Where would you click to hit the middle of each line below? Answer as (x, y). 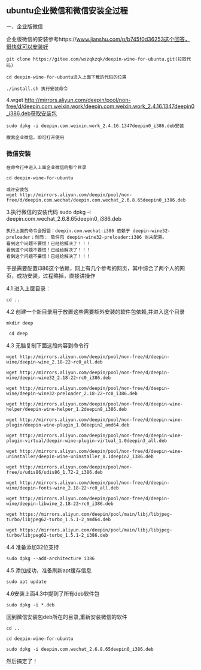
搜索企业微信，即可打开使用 (35, 137)
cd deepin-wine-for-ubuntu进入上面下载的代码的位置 (66, 77)
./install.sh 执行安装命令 (37, 89)
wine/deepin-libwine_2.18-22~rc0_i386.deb (60, 504)
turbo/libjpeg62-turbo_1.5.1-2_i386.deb (57, 536)
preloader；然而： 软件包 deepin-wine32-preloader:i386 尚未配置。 (87, 238)
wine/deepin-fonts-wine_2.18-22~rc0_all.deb (63, 488)
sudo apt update (26, 582)
